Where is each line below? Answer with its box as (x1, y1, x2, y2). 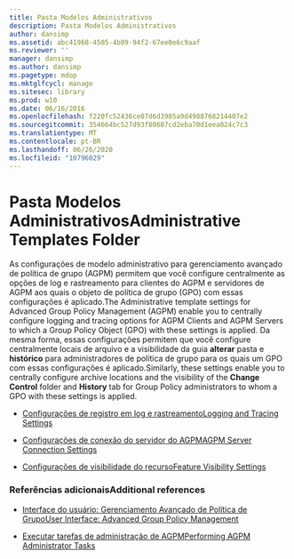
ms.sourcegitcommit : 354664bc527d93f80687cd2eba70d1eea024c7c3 (9, 121, 249, 130)
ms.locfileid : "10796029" (9, 153, 105, 163)
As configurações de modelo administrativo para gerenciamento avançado (9, 259, 282, 269)
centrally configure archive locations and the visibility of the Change (9, 372, 260, 383)
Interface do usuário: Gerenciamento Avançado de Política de (21, 504, 248, 515)
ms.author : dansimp (9, 63, 82, 72)
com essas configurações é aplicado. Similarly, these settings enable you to (9, 363, 285, 373)
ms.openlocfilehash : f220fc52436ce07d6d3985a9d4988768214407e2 (9, 112, 249, 121)
